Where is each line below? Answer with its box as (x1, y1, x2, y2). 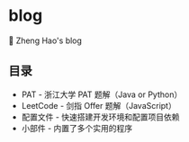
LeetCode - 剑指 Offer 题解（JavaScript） (21, 100, 176, 111)
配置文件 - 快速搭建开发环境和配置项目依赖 (21, 111, 181, 122)
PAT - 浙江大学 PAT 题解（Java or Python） (21, 89, 183, 100)
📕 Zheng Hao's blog (8, 35, 83, 46)
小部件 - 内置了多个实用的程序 (21, 122, 133, 133)
